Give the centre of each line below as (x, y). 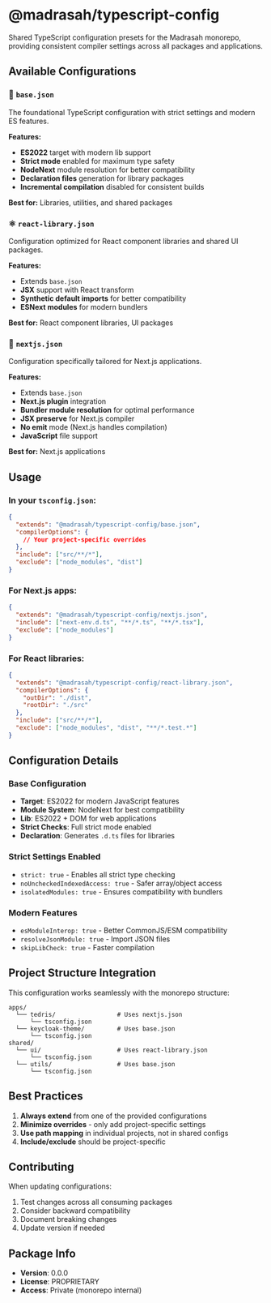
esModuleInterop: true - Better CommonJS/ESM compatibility (124, 931)
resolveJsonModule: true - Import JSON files (95, 939)
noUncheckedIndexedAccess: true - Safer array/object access (121, 883)
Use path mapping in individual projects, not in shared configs (124, 1133)
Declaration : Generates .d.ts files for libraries (97, 836)
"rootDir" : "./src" (56, 705)
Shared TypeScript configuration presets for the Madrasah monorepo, (125, 37)
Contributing (41, 1167)
